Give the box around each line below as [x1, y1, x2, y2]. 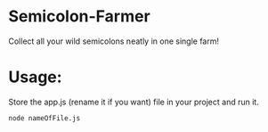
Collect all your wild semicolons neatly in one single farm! [8, 36, 220, 46]
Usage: [8, 67, 63, 87]
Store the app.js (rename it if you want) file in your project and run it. [8, 96, 259, 107]
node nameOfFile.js [8, 113, 81, 122]
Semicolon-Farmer [8, 6, 150, 27]
